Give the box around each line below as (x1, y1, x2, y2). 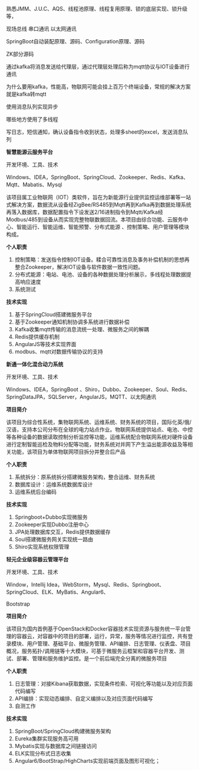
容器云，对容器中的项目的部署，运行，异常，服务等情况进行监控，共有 (16, 633, 188, 639)
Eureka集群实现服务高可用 (14, 735, 79, 742)
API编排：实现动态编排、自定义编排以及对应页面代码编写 (14, 695, 153, 702)
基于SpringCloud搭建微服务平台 (14, 311, 92, 318)
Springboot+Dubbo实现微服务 (14, 514, 88, 521)
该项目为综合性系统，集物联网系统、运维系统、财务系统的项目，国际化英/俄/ (6, 419, 192, 426)
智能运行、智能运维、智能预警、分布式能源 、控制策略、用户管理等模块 (16, 223, 190, 230)
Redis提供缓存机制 (14, 333, 60, 340)
